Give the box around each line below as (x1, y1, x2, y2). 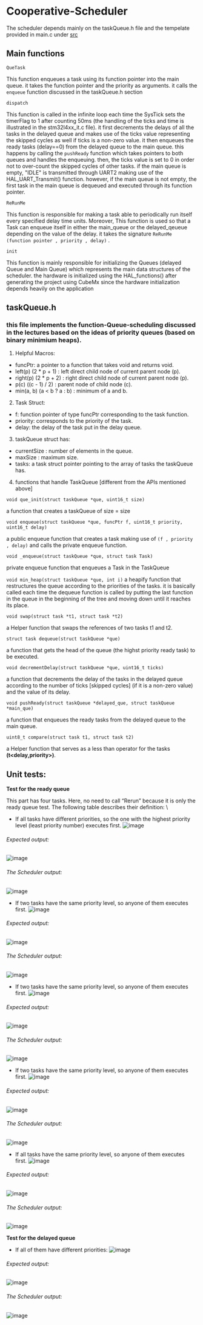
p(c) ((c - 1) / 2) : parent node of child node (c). (15, 381, 133, 388)
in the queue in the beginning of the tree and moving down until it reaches (6, 595, 191, 603)
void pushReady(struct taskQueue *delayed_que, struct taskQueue (6, 700, 175, 706)
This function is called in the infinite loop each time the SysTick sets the (6, 111, 185, 118)
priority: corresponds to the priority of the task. (15, 417, 133, 425)
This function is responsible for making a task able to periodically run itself (6, 210, 193, 218)
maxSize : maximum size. (15, 454, 79, 461)
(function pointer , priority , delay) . (6, 236, 110, 244)
